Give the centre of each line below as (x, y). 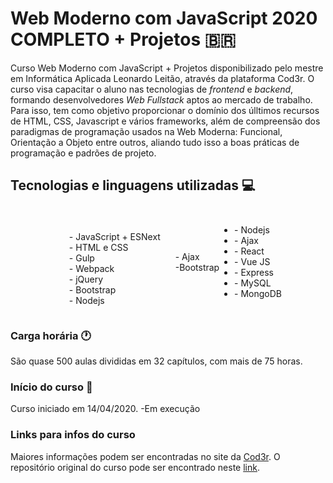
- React (249, 251)
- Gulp (81, 258)
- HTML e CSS (98, 247)
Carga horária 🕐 (51, 335)
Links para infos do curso (73, 435)
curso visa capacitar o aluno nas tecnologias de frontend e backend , (152, 89)
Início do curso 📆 (51, 387)
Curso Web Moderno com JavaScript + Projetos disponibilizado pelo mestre (167, 68)
